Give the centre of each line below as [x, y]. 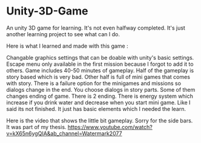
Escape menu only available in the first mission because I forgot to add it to [100, 64]
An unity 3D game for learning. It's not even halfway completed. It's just [96, 28]
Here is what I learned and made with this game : [67, 46]
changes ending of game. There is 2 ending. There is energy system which [100, 96]
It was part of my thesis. [36, 127]
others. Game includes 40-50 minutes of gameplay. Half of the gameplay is [100, 70]
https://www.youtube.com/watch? [110, 127]
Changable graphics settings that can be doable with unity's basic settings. [100, 57]
